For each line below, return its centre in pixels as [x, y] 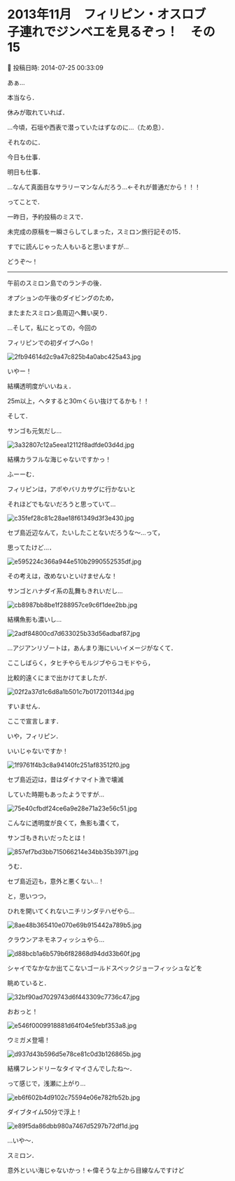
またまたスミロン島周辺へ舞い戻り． [59, 312]
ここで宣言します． [35, 721]
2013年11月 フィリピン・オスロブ [107, 14]
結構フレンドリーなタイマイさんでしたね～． [72, 1068]
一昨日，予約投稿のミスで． [47, 216]
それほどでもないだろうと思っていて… [62, 504]
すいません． [26, 706]
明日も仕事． [26, 172]
